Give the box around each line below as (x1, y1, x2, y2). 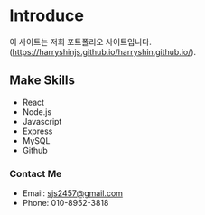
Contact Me (9, 167, 62, 180)
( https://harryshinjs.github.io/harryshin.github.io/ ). (9, 46, 197, 57)
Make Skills (9, 73, 75, 89)
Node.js (22, 106, 52, 117)
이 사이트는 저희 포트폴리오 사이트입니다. (9, 36, 152, 47)
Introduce (9, 5, 84, 26)
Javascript (22, 116, 62, 126)
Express (22, 126, 53, 136)
